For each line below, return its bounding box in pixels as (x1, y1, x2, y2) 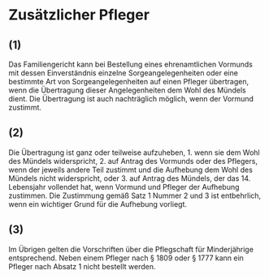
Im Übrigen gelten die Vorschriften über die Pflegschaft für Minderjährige (8, 244, 254, 254)
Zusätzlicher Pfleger (8, 6, 150, 24)
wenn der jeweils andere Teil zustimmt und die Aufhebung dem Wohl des (8, 165, 254, 174)
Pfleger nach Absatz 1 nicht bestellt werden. (8, 261, 156, 271)
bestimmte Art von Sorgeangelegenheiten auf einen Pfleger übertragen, (8, 77, 249, 86)
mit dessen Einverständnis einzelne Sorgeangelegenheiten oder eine (8, 68, 238, 78)
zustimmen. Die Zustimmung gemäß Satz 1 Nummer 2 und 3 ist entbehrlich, (8, 191, 262, 200)
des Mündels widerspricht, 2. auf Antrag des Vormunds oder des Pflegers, (8, 156, 258, 165)
